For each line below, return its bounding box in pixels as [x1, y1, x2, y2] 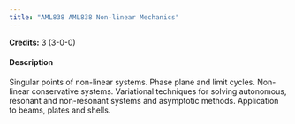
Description [9, 57, 54, 68]
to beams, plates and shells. [9, 105, 111, 115]
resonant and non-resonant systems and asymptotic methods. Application [9, 95, 279, 106]
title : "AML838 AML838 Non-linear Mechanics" [9, 12, 179, 22]
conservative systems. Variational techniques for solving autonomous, [31, 85, 287, 97]
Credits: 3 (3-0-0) [9, 37, 77, 47]
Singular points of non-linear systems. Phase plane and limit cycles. [9, 77, 256, 87]
